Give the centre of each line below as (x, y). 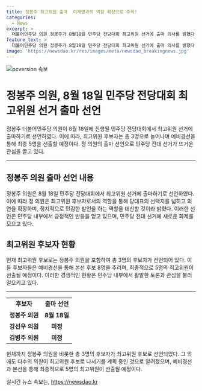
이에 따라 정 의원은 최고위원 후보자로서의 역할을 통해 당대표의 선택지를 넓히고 (96, 201)
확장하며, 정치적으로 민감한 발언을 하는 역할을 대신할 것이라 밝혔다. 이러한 (103, 208)
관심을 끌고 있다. (26, 151)
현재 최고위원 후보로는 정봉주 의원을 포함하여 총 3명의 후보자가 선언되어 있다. (96, 260)
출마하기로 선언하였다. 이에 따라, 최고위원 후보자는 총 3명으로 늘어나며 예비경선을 (101, 136)
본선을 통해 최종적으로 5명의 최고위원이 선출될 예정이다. (77, 369)
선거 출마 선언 (69, 111)
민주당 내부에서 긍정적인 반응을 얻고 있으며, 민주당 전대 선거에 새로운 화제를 (106, 216)
